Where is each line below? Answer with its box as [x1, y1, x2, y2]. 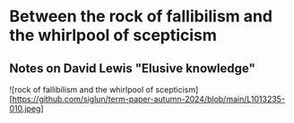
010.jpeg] [9, 103, 44, 113]
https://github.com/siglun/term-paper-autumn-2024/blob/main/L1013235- [12, 94, 285, 104]
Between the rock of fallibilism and [9, 6, 273, 27]
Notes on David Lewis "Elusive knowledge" [9, 61, 255, 76]
